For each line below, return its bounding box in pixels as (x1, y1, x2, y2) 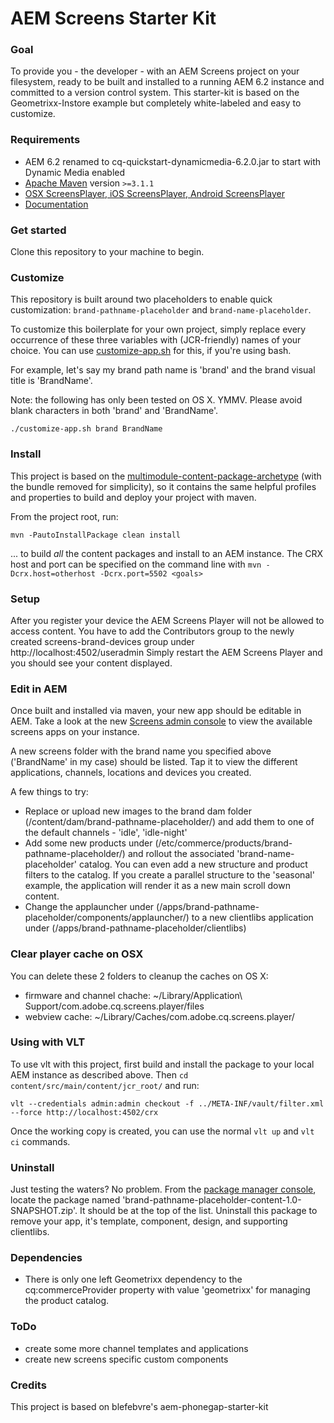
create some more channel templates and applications (24, 1342, 249, 1354)
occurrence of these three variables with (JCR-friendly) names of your (10, 334, 302, 346)
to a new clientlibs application (191, 912, 314, 924)
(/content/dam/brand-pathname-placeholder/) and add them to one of (24, 816, 315, 828)
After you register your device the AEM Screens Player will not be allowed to (10, 614, 325, 626)
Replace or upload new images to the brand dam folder (24, 805, 253, 817)
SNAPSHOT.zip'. (10, 1205, 78, 1217)
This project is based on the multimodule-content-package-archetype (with (10, 470, 322, 482)
